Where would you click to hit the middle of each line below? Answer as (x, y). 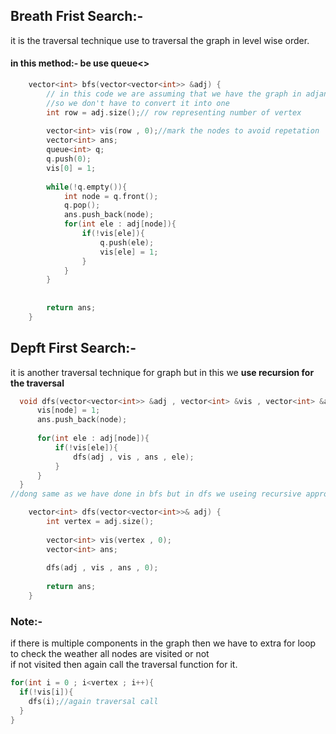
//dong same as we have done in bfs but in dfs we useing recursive (156, 494)
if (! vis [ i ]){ (46, 692)
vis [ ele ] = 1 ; (129, 252)
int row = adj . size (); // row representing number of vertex (174, 112)
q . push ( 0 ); (69, 159)
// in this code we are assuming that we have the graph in (174, 94)
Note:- (26, 621)
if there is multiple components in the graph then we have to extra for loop (163, 643)
